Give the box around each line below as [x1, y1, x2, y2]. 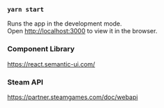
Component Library [7, 44, 75, 54]
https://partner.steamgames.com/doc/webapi [7, 93, 138, 101]
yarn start [7, 6, 44, 13]
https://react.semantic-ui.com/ [7, 60, 96, 68]
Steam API [7, 77, 44, 87]
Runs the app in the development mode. [7, 19, 122, 28]
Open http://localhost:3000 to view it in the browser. [7, 27, 158, 35]
